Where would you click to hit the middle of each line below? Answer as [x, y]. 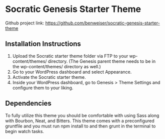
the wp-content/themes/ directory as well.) [56, 66]
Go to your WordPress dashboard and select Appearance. [72, 72]
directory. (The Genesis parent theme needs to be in [102, 61]
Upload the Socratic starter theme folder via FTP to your [70, 56]
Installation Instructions [43, 44]
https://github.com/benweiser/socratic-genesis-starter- [102, 23]
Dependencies [28, 103]
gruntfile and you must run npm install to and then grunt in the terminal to [80, 126]
